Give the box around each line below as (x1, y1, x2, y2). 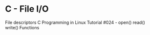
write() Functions (5, 24, 40, 30)
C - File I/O (5, 3, 49, 15)
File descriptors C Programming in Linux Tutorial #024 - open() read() (5, 19, 146, 25)
